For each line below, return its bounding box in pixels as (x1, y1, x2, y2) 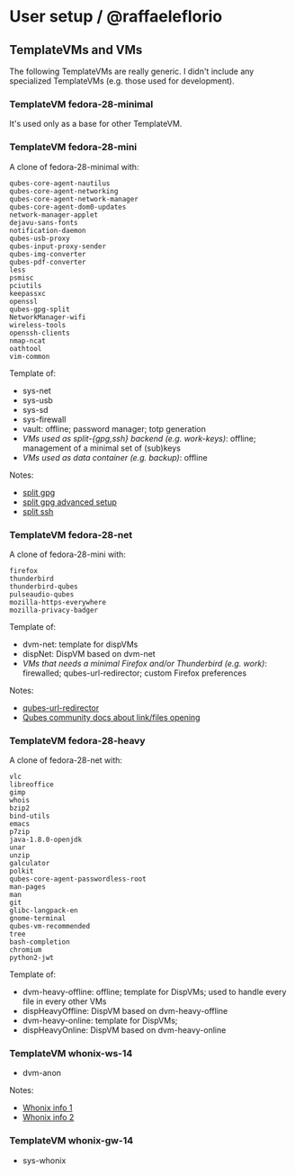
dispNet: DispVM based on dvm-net (22, 648, 156, 659)
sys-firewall (22, 414, 67, 425)
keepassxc (9, 289, 47, 298)
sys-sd (22, 404, 49, 415)
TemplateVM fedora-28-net (9, 528, 133, 541)
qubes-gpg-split (9, 304, 70, 314)
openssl (9, 297, 39, 306)
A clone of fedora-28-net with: (9, 755, 123, 766)
